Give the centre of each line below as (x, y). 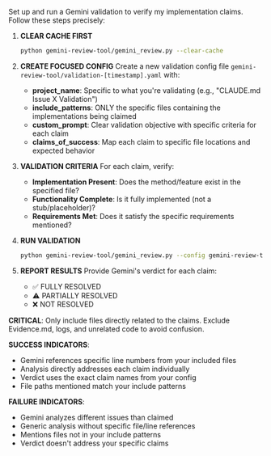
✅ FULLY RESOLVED (67, 286)
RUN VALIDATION (50, 240)
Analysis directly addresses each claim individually (105, 369)
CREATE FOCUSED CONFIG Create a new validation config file (125, 66)
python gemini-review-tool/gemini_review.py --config (112, 255)
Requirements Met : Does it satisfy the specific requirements (133, 216)
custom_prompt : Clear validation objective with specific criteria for (144, 125)
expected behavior (64, 150)
